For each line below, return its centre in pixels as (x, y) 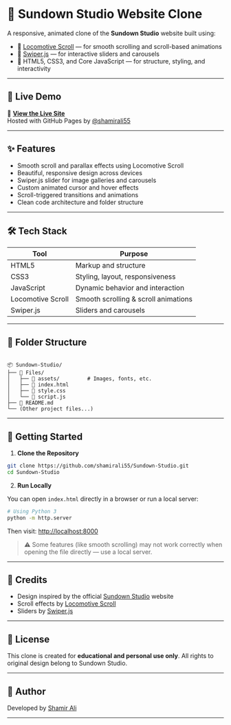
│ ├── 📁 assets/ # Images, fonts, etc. (80, 379)
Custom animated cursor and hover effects (78, 187)
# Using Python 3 (32, 511)
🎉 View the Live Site (36, 113)
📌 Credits (27, 580)
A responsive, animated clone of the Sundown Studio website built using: (111, 33)
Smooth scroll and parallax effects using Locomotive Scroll (100, 166)
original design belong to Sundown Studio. (67, 663)
